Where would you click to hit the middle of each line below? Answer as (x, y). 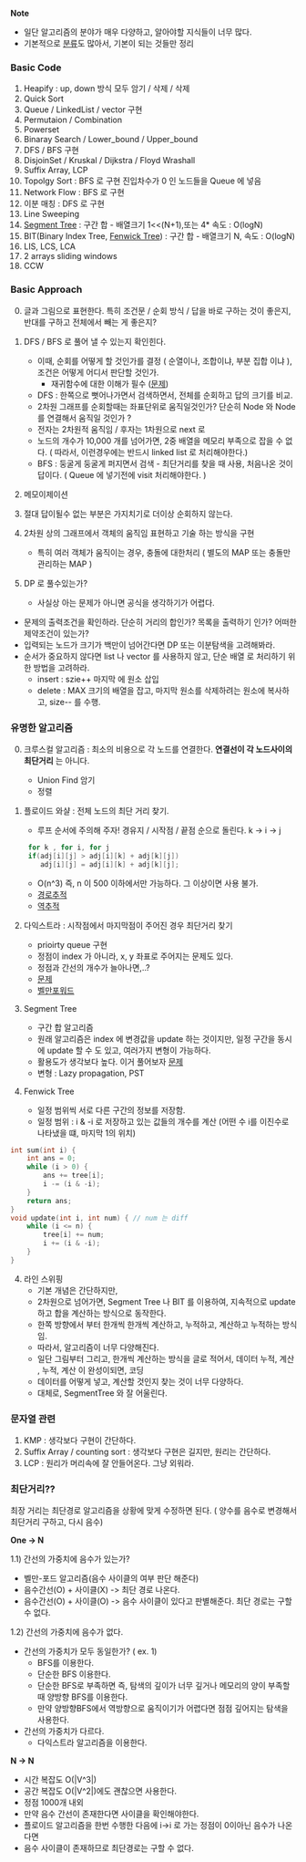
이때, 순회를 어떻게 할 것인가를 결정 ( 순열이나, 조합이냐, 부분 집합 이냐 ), (164, 360)
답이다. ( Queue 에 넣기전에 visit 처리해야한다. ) (122, 474)
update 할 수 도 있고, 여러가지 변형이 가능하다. (129, 1050)
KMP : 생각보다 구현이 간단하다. (80, 1441)
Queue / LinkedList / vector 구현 (83, 109)
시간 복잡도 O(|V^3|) (60, 1780)
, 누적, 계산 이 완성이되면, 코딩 (90, 1370)
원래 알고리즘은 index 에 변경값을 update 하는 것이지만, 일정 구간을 (156, 1038)
